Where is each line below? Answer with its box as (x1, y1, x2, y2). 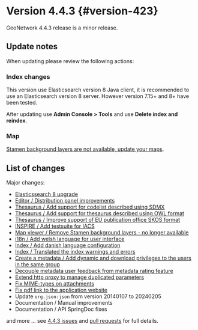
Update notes (6, 41, 58, 52)
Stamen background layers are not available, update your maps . (6, 145, 164, 153)
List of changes (6, 163, 65, 173)
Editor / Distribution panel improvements (14, 197, 115, 204)
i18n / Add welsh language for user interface (14, 236, 125, 243)
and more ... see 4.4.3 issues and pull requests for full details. (6, 317, 159, 325)
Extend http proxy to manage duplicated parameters (14, 273, 145, 281)
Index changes (6, 72, 50, 81)
